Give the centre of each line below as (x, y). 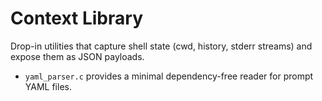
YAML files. (48, 86)
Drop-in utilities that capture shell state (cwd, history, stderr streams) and (161, 46)
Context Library (76, 18)
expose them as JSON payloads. (77, 56)
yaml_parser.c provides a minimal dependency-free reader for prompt (169, 76)
